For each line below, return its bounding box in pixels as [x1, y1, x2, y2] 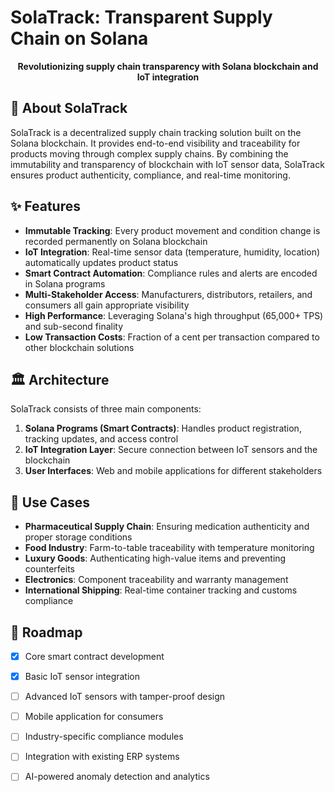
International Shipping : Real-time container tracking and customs [24, 584, 298, 596]
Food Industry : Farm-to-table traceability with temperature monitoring [24, 542, 315, 554]
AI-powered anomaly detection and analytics [24, 771, 210, 783]
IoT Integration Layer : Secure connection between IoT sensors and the [24, 444, 318, 456]
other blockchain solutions [24, 341, 135, 353]
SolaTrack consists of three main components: [10, 403, 202, 415]
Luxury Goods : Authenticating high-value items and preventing [24, 552, 287, 565]
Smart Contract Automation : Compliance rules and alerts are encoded [24, 267, 318, 279]
